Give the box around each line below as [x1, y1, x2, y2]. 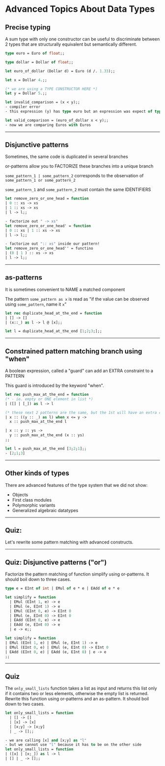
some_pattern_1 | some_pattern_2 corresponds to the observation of [5, 173, 144, 179]
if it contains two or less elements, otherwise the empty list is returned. [5, 691, 149, 697]
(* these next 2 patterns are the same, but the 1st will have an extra [5, 410, 157, 415]
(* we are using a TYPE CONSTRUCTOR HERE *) [5, 86, 98, 92]
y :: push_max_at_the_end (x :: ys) [9, 433, 84, 438]
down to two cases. [5, 701, 45, 707]
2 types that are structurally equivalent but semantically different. [5, 41, 137, 47]
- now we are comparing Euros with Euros [5, 122, 91, 128]
